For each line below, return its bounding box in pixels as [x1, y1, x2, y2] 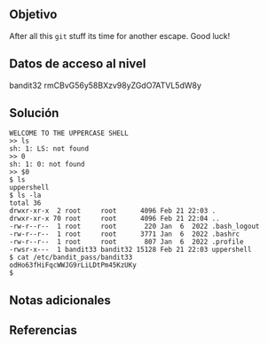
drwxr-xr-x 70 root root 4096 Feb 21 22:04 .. [9, 215, 220, 223]
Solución [9, 106, 59, 121]
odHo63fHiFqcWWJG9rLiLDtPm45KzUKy [9, 261, 138, 270]
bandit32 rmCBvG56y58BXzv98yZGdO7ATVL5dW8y [9, 80, 202, 90]
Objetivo [9, 7, 58, 22]
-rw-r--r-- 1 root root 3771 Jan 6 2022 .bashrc [9, 230, 240, 238]
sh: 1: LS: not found [9, 145, 90, 153]
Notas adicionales [9, 293, 111, 308]
